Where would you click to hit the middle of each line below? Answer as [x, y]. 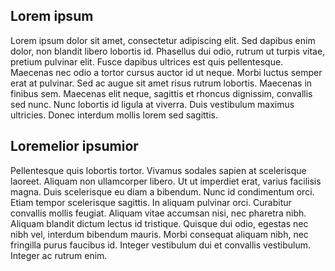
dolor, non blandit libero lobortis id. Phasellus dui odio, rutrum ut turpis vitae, [168, 51]
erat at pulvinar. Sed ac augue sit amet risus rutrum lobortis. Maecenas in [161, 83]
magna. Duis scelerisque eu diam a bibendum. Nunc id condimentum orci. [162, 191]
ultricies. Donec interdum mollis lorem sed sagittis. [114, 115]
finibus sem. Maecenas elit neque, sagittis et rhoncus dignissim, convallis [161, 93]
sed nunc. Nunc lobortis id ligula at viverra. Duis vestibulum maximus [152, 104]
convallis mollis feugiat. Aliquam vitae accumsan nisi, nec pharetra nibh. [158, 213]
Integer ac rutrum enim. [59, 255]
